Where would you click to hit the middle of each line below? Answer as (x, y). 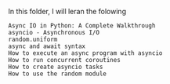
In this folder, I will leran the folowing (67, 11)
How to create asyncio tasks (56, 67)
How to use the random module (58, 74)
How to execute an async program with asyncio (85, 53)
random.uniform (33, 39)
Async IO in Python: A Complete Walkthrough (82, 26)
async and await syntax (47, 46)
